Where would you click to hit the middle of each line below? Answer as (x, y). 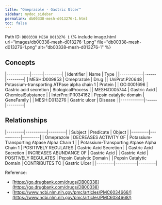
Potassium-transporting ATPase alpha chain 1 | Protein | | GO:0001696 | (76, 85)
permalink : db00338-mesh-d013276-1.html (47, 18)
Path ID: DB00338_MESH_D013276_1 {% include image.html (61, 37)
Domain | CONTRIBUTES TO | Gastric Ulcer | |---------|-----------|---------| (81, 163)
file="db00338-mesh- (119, 42)
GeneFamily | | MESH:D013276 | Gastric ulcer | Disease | (61, 100)
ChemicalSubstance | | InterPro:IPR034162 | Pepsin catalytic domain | (75, 95)
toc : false (16, 23)
